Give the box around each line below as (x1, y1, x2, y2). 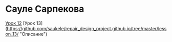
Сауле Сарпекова (5, 3, 84, 15)
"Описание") (19, 31, 48, 37)
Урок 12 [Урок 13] (5, 20, 43, 26)
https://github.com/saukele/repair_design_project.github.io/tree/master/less (7, 25, 167, 31)
